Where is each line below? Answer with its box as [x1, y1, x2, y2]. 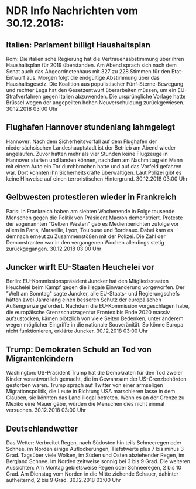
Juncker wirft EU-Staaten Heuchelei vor [6, 262, 154, 272]
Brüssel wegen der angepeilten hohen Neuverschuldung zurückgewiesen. [6, 99, 185, 106]
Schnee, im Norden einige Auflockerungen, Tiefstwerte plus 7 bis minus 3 [6, 446, 184, 453]
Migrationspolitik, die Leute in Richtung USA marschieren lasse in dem [6, 388, 176, 395]
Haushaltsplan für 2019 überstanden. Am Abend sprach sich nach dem [6, 62, 177, 69]
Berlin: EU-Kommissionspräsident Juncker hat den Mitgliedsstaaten [6, 277, 169, 285]
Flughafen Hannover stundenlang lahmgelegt [6, 122, 176, 133]
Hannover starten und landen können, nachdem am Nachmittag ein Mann [6, 157, 183, 164]
